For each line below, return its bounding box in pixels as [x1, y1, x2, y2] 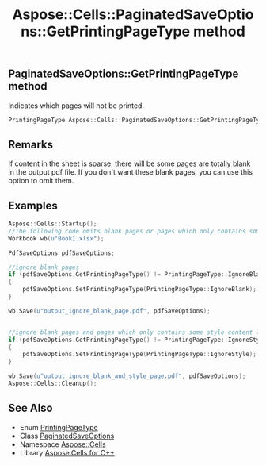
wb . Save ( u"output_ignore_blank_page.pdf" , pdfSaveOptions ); [8, 307, 211, 315]
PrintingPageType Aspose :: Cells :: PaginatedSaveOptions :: [8, 116, 200, 124]
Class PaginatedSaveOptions [19, 431, 115, 440]
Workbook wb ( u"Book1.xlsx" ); [8, 234, 104, 243]
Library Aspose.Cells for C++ [19, 448, 115, 457]
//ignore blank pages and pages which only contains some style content [8, 328, 253, 336]
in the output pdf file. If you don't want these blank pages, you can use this [8, 167, 253, 177]
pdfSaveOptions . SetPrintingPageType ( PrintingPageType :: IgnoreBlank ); [22, 286, 257, 294]
